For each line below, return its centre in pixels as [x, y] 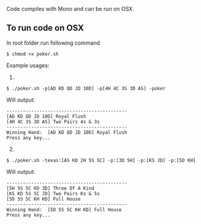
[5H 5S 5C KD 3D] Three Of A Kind [51, 188]
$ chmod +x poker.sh [33, 54]
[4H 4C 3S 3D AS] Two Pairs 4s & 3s [53, 122]
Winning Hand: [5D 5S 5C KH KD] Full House [64, 210]
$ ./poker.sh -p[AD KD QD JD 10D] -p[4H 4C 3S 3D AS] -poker [86, 88]
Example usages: [28, 65]
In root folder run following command [53, 43]
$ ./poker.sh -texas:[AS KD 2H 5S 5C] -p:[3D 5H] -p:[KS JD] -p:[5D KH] [101, 160]
